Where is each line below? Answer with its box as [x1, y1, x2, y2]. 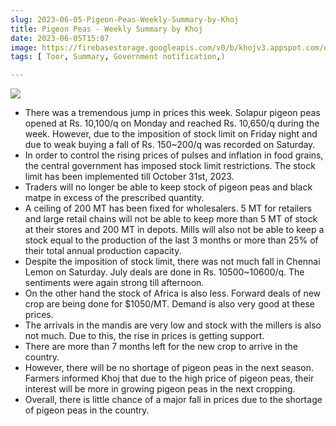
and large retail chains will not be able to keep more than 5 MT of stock [24, 213, 318, 225]
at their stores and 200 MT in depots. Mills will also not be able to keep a [24, 224, 325, 236]
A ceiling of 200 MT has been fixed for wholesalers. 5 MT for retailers [24, 202, 312, 215]
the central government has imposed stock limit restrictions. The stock [24, 160, 316, 172]
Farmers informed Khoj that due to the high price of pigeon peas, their [24, 372, 315, 385]
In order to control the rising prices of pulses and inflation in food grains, [24, 149, 324, 161]
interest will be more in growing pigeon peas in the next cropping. [24, 383, 296, 395]
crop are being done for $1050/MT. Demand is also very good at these [24, 298, 315, 310]
